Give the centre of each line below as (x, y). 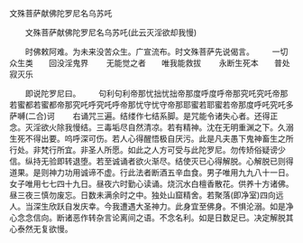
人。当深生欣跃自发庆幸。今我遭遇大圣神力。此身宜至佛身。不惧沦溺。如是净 (151, 206)
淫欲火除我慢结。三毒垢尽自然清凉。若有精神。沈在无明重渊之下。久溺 (163, 127)
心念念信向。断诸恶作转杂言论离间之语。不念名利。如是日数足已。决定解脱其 (151, 218)
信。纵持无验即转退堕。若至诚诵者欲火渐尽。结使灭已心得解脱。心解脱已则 (147, 161)
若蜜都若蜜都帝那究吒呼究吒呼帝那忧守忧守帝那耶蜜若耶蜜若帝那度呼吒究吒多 (151, 105)
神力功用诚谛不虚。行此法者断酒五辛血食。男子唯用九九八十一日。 (171, 173)
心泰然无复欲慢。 (41, 229)
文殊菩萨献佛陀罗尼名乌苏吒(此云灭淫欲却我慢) (111, 33)
